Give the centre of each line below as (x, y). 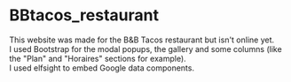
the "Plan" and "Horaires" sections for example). (98, 58)
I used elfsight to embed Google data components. (102, 68)
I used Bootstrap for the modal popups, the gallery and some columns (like (145, 48)
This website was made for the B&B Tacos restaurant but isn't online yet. (142, 40)
